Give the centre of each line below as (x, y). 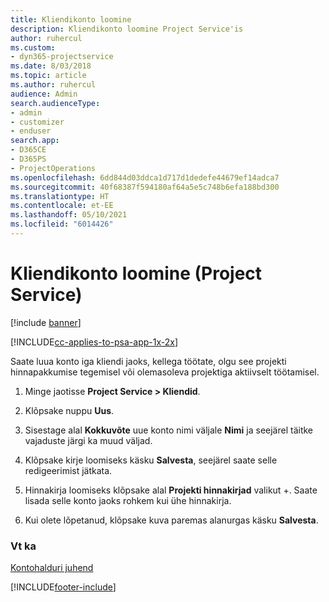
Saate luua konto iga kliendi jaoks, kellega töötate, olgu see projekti (148, 361)
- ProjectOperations (53, 168)
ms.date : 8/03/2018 (51, 66)
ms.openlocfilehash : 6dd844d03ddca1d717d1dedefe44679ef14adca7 (145, 177)
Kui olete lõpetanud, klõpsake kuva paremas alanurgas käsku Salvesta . (171, 520)
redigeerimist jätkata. (68, 470)
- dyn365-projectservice (62, 57)
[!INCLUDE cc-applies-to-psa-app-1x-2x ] (94, 342)
